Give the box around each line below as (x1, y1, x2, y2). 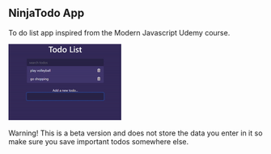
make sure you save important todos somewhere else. (8, 136, 189, 146)
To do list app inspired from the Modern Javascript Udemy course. (8, 27, 231, 37)
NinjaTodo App (8, 6, 85, 20)
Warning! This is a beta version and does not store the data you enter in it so (8, 128, 263, 138)
